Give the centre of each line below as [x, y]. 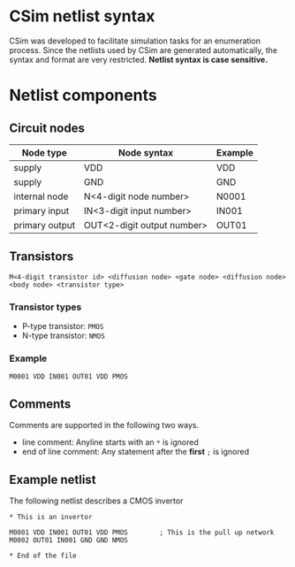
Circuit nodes [47, 128]
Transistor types [45, 307]
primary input [42, 211]
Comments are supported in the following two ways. [104, 425]
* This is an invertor [51, 517]
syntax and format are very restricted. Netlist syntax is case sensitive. [139, 59]
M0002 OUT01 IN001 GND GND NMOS [68, 540]
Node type [45, 152]
